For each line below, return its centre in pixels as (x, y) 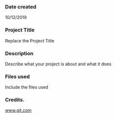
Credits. (15, 100)
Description (19, 53)
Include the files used (27, 87)
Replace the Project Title (30, 40)
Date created (21, 7)
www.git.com (18, 110)
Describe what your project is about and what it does (58, 64)
